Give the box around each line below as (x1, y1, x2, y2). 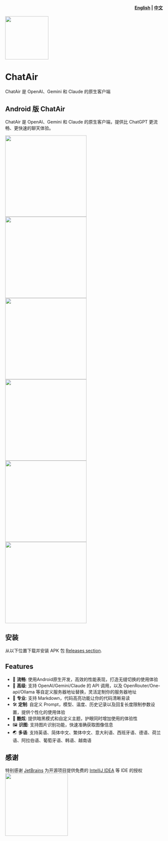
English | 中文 (134, 5, 163, 11)
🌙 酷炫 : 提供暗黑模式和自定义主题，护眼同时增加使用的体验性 (12, 715, 137, 721)
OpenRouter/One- (123, 682, 160, 688)
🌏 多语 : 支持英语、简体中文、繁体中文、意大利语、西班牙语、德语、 (12, 729, 152, 735)
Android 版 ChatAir (5, 105, 65, 113)
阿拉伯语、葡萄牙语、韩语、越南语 (21, 737, 91, 743)
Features (5, 662, 33, 671)
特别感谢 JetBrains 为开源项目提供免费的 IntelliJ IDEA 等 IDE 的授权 (5, 767, 142, 773)
